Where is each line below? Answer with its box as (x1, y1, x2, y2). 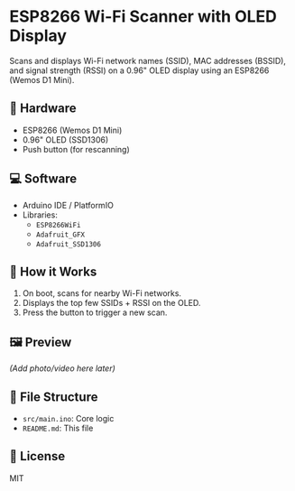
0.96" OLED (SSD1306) (22, 134, 109, 145)
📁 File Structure (9, 389, 98, 404)
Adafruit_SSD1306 (35, 239, 102, 249)
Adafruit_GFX (35, 230, 86, 239)
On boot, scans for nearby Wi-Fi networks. (22, 288, 182, 299)
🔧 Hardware (9, 101, 77, 116)
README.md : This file (22, 422, 94, 433)
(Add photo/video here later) (9, 363, 115, 374)
